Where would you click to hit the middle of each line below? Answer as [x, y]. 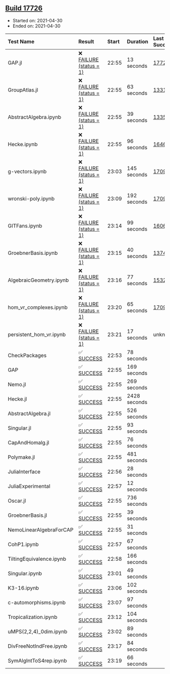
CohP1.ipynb [23, 544]
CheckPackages [27, 355]
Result [86, 41]
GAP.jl [15, 63]
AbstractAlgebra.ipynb [35, 117]
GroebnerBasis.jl [27, 515]
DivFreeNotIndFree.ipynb [37, 646]
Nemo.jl [17, 384]
